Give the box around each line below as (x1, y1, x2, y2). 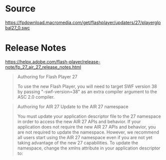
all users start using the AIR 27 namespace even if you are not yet (17, 134, 153, 140)
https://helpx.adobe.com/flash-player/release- (5, 58, 101, 65)
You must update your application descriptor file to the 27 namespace (17, 113, 161, 119)
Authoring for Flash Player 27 (17, 73, 78, 80)
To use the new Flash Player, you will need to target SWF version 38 (17, 83, 157, 89)
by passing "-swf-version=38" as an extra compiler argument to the (17, 88, 157, 95)
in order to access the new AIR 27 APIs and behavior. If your (17, 118, 141, 125)
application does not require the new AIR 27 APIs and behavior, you (17, 124, 156, 130)
